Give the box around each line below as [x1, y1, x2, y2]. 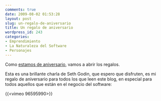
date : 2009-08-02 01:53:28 [5, 12, 60, 17]
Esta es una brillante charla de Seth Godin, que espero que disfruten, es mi [5, 71, 157, 77]
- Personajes [5, 48, 32, 53]
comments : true [5, 7, 36, 12]
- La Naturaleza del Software [5, 43, 67, 48]
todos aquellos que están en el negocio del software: [5, 81, 112, 87]
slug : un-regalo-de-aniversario [5, 20, 71, 26]
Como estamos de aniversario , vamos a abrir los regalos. [5, 61, 120, 67]
